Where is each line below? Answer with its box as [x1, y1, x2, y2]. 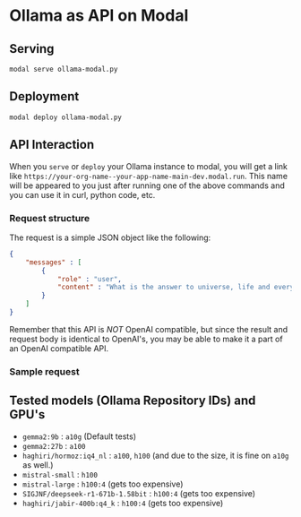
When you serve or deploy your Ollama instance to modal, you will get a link [9, 160, 288, 171]
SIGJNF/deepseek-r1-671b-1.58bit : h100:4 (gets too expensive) [21, 487, 256, 498]
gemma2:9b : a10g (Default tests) [21, 431, 137, 442]
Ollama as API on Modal [9, 5, 189, 26]
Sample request [9, 365, 80, 377]
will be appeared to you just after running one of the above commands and [9, 180, 285, 191]
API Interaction [9, 137, 95, 152]
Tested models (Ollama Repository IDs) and [9, 393, 256, 409]
